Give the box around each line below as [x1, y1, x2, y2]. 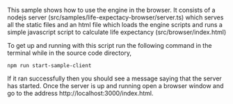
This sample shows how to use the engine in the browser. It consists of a [7, 6, 216, 14]
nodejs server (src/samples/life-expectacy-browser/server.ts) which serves [7, 13, 224, 21]
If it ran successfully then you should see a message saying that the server [7, 74, 223, 83]
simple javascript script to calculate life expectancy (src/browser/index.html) [7, 28, 227, 36]
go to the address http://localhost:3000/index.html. [7, 89, 154, 97]
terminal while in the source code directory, [7, 49, 132, 57]
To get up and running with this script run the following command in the [7, 42, 212, 49]
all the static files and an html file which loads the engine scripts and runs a [7, 21, 223, 28]
